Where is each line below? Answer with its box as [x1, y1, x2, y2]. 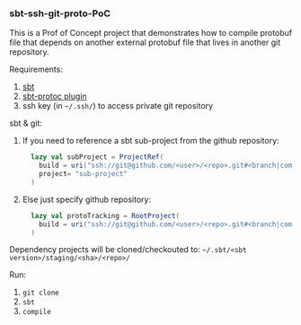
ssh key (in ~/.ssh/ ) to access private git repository [22, 101, 214, 111]
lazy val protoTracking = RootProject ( [31, 211, 181, 220]
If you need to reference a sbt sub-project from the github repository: [22, 136, 280, 146]
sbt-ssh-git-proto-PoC [9, 7, 111, 20]
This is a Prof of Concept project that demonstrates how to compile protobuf [9, 28, 293, 39]
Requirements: [9, 64, 63, 75]
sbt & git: [9, 118, 43, 128]
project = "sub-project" [39, 170, 128, 179]
